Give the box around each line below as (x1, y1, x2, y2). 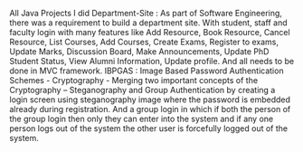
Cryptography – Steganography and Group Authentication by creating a (9, 85, 276, 95)
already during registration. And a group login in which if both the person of (9, 104, 291, 114)
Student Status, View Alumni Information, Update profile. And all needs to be (9, 56, 295, 66)
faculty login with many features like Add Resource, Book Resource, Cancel (9, 27, 291, 37)
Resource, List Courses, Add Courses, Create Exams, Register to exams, (9, 36, 279, 47)
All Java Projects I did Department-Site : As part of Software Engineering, (9, 8, 283, 18)
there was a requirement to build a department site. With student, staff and (9, 17, 288, 28)
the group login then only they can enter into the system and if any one (9, 113, 274, 124)
